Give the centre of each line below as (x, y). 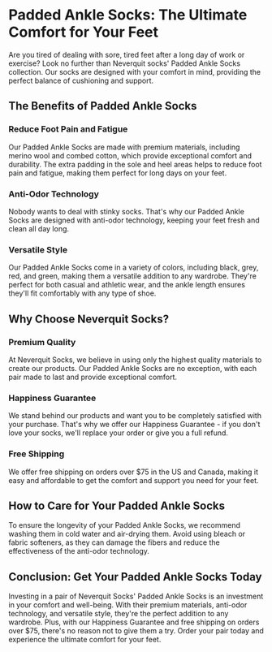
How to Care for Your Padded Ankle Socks (117, 505)
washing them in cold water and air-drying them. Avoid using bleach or (127, 534)
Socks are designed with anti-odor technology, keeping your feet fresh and (134, 220)
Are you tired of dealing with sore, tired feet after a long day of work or (127, 54)
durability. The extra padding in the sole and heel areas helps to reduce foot (135, 164)
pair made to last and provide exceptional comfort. (93, 377)
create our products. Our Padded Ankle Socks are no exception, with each (133, 368)
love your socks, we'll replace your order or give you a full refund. (119, 433)
